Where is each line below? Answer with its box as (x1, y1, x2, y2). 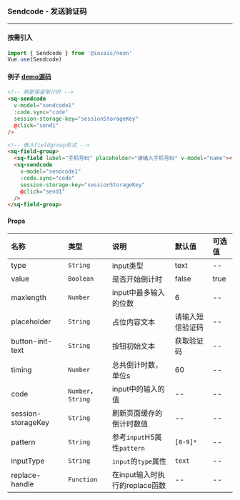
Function (67, 475, 98, 484)
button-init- (11, 336, 52, 346)
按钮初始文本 (111, 341, 156, 351)
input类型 (111, 261, 144, 271)
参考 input (111, 432, 145, 442)
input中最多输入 (111, 287, 166, 297)
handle (11, 479, 34, 489)
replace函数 (126, 480, 166, 490)
